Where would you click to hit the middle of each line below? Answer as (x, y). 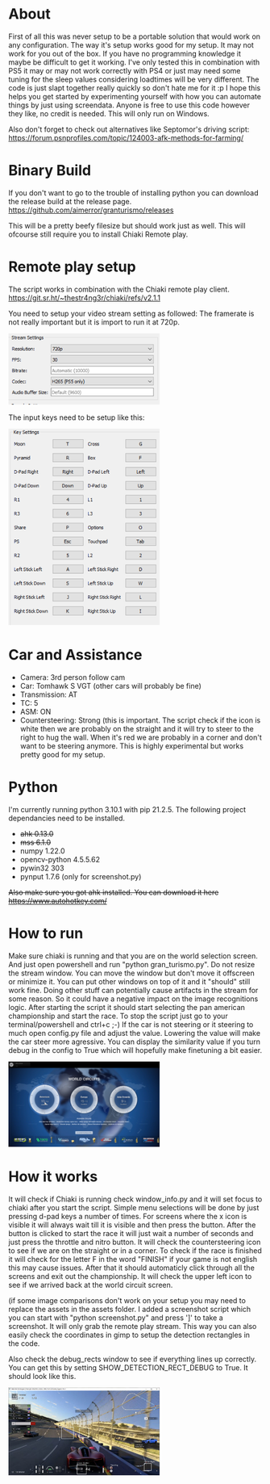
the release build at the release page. (70, 201)
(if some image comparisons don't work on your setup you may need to (127, 1300)
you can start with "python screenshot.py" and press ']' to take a (116, 1318)
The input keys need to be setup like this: (77, 417)
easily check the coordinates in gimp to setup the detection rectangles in (129, 1335)
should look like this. (42, 1376)
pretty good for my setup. (62, 754)
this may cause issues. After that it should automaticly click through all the (132, 1268)
